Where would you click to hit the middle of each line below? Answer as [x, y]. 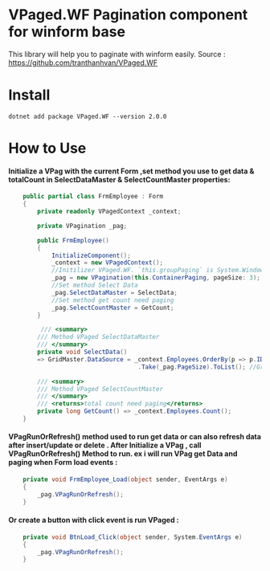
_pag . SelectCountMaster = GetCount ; [112, 308]
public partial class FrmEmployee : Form [93, 197]
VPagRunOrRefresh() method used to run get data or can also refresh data [135, 437]
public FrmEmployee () [74, 240]
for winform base [67, 32]
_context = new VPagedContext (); [107, 263]
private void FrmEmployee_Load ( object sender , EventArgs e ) [125, 479]
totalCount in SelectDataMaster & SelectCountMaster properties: [119, 179]
